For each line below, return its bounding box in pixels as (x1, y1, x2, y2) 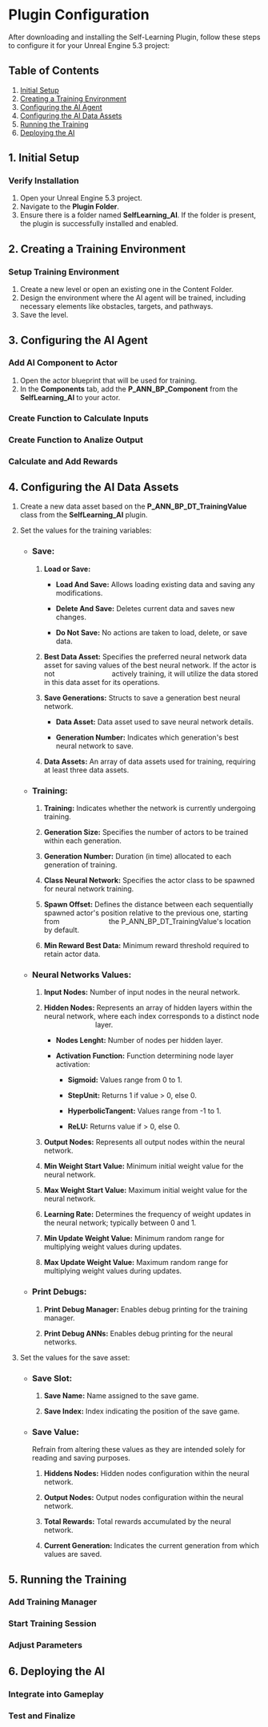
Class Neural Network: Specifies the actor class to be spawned (43, 875, 255, 885)
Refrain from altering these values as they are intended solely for (31, 1445, 246, 1454)
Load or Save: (43, 564, 91, 574)
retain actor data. (43, 949, 101, 959)
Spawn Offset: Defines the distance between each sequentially (43, 899, 254, 909)
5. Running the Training (8, 1572, 127, 1586)
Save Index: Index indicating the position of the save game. (43, 1406, 240, 1416)
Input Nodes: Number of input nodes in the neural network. (43, 987, 240, 997)
